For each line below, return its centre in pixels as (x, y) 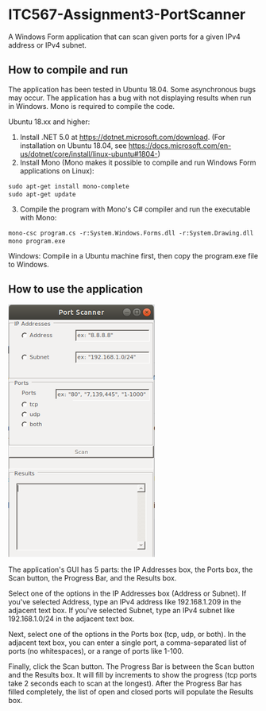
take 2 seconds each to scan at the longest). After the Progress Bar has (125, 683)
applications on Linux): (57, 171)
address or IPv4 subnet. (48, 45)
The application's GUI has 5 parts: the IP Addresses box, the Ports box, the (131, 569)
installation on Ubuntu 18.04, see (73, 146)
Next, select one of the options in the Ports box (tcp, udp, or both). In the (127, 634)
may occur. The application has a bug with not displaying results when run (130, 98)
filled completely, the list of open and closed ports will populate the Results (131, 692)
